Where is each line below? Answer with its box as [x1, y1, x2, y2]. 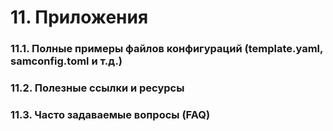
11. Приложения [10, 6, 149, 29]
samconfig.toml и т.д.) [10, 54, 123, 68]
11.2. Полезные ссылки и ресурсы [10, 81, 185, 95]
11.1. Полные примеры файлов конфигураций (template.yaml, [10, 42, 323, 56]
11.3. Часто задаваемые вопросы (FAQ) [10, 107, 211, 121]
